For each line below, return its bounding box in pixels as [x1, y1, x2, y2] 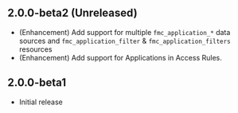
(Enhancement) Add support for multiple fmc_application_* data [18, 27, 231, 37]
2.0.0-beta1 [7, 76, 67, 90]
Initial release [18, 97, 63, 107]
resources [18, 44, 53, 54]
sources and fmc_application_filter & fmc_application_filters [18, 36, 232, 45]
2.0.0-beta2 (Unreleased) [7, 6, 138, 20]
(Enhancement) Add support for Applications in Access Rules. [18, 53, 222, 62]
